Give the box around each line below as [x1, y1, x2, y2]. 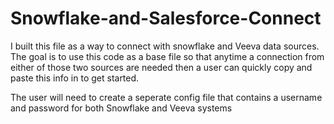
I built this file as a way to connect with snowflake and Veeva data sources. [10, 40, 320, 52]
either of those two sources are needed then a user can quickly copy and [10, 61, 313, 73]
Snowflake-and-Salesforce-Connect [10, 7, 322, 30]
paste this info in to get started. [10, 72, 140, 84]
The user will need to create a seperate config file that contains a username [10, 91, 323, 103]
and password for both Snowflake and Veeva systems [10, 102, 233, 114]
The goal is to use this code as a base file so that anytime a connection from [10, 50, 325, 62]
